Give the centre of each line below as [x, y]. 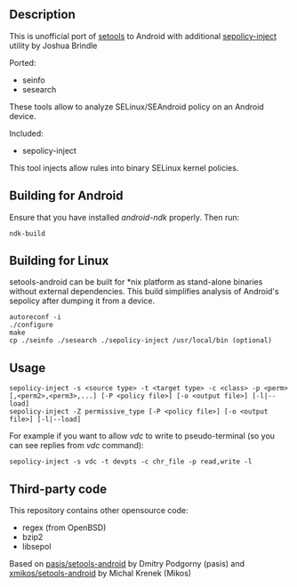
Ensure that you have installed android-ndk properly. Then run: [124, 217]
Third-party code [58, 489]
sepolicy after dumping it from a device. [82, 301]
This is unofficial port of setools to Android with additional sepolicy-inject [143, 36]
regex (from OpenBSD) [64, 527]
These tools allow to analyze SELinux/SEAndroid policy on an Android [136, 107]
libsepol [36, 547]
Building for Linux [59, 261]
